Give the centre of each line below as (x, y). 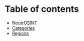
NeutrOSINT (24, 23)
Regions (20, 33)
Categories (23, 28)
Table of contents (42, 9)
